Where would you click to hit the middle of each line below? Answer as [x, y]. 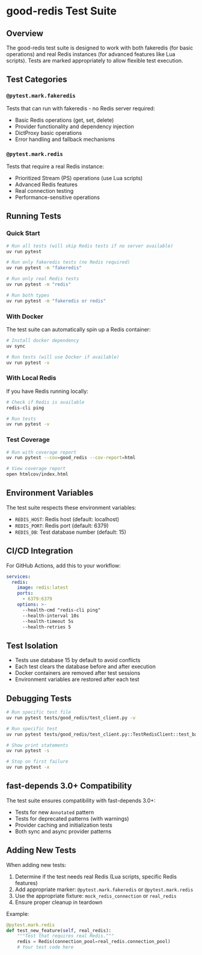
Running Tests [34, 216]
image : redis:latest [43, 588]
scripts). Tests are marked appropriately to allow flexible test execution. [95, 61]
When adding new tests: [36, 865]
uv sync [16, 346]
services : [19, 577]
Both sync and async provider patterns [63, 831]
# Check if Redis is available [45, 402]
